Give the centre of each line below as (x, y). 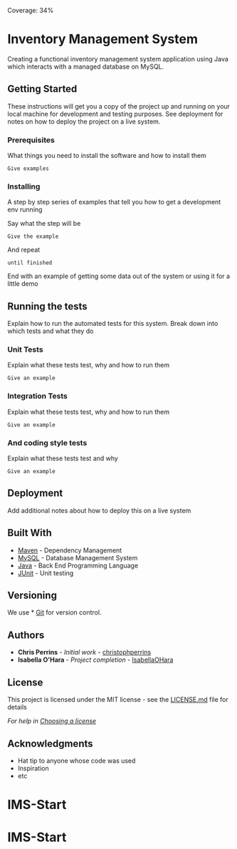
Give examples (28, 169)
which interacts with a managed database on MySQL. (86, 66)
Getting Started (42, 89)
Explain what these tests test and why (63, 458)
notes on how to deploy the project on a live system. (84, 121)
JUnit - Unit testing (46, 573)
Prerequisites (31, 140)
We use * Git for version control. (54, 612)
